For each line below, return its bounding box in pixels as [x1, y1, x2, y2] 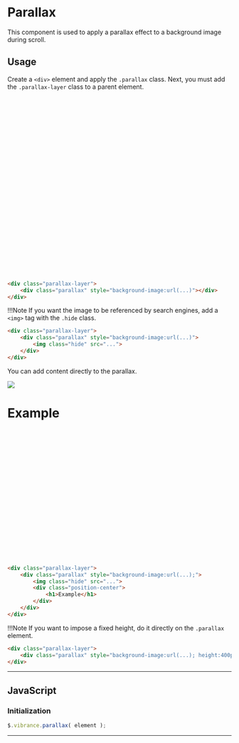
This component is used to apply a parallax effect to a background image [7, 28, 222, 36]
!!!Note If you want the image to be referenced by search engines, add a [7, 306, 218, 315]
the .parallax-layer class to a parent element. [7, 82, 144, 91]
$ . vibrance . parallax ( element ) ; [7, 722, 107, 729]
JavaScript [7, 684, 57, 697]
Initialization [7, 705, 51, 715]
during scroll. [7, 35, 46, 43]
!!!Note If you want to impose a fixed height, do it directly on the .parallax [7, 624, 225, 632]
